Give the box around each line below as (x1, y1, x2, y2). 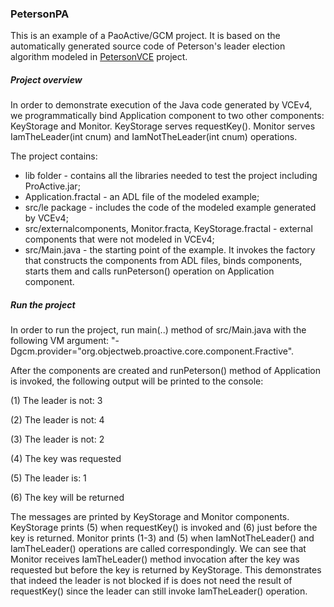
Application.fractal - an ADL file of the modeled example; (24, 191, 260, 203)
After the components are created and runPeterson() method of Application (10, 365, 322, 377)
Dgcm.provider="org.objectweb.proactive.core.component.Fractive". (10, 345, 295, 357)
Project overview (10, 73, 83, 86)
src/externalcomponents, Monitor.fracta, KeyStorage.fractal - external (24, 223, 313, 235)
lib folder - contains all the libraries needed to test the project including (24, 170, 318, 182)
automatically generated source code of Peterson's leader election (10, 40, 286, 52)
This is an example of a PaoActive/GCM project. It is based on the (10, 30, 281, 42)
